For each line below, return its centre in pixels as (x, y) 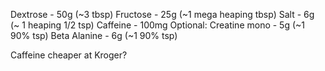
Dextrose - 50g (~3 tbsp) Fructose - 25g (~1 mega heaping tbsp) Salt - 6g (162, 14)
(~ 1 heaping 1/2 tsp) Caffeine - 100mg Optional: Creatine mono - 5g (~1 (158, 25)
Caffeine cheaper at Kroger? (69, 55)
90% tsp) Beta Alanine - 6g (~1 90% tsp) (94, 35)
